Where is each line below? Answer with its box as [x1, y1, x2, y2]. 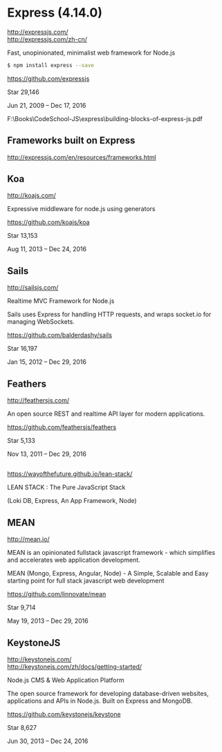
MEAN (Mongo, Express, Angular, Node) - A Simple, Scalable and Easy [7, 569, 209, 578]
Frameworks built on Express [7, 135, 136, 147]
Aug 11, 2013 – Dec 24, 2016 [7, 245, 87, 253]
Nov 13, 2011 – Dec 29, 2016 [7, 450, 86, 458]
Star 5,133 [7, 437, 36, 445]
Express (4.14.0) [7, 5, 102, 21]
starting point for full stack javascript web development [7, 576, 165, 585]
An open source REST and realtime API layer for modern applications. [7, 410, 205, 418]
